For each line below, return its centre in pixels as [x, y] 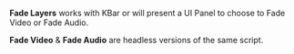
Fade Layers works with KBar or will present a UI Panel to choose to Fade [147, 13]
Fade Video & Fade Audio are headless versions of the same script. [137, 40]
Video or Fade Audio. [49, 22]
